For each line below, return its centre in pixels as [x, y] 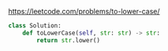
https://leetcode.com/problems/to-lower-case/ [84, 11]
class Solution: [35, 26]
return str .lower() [69, 40]
